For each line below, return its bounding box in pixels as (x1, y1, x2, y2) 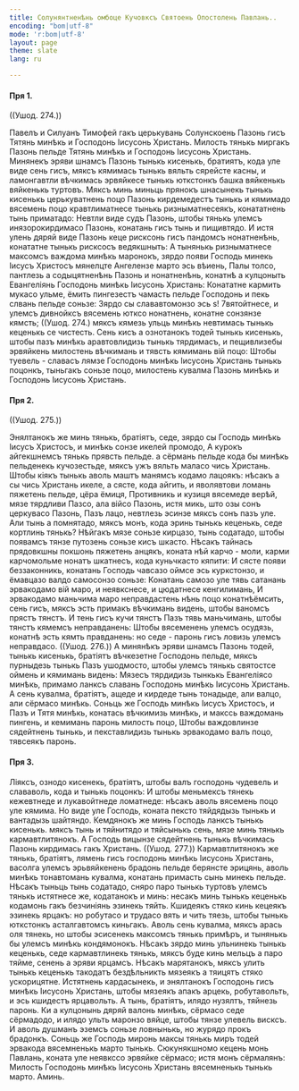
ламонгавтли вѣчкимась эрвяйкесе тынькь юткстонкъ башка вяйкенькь (9, 175, 286, 186)
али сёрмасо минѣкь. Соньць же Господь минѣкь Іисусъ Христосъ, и (9, 698, 275, 709)
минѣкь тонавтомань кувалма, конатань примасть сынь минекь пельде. (9, 871, 287, 882)
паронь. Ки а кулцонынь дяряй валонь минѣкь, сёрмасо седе (9, 1004, 245, 1015)
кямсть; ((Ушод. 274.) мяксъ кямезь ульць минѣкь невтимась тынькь (9, 317, 274, 328)
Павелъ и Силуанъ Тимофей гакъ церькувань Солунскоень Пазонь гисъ (9, 127, 286, 139)
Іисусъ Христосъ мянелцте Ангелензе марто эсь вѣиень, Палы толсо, (9, 260, 277, 271)
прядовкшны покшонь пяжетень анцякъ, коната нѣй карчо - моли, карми (9, 546, 290, 557)
